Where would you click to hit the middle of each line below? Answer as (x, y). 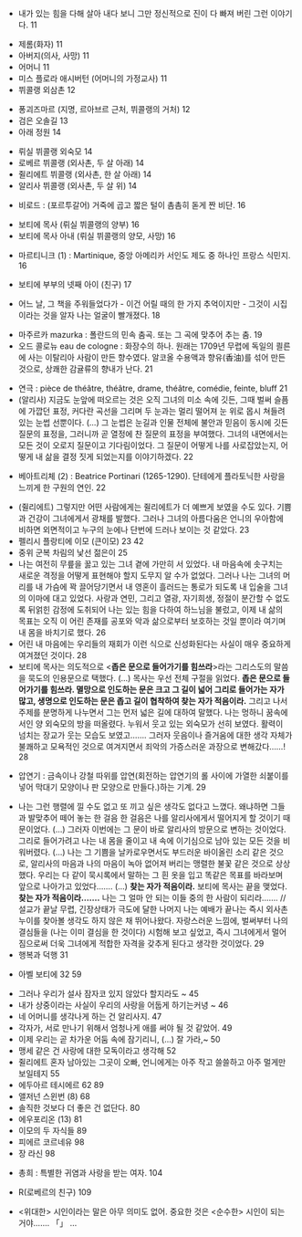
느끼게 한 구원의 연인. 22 (62, 487)
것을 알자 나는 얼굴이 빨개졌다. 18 (101, 315)
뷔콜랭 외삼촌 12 (47, 90)
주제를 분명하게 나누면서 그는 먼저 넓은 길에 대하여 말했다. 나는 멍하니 (141, 712)
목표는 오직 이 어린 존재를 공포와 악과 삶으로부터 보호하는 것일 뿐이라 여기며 (152, 621)
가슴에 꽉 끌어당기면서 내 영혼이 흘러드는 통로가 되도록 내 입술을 (158, 587)
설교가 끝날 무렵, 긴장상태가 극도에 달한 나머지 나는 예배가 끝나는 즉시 (141, 909)
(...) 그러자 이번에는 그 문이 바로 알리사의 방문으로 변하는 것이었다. (169, 829)
